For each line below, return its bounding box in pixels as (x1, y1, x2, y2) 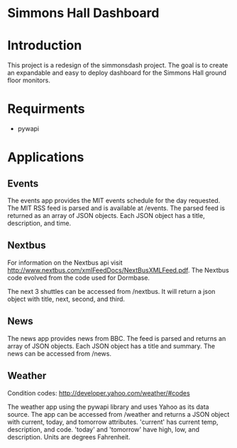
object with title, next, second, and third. (7, 295, 126, 303)
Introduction (7, 38, 82, 54)
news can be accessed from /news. (7, 349, 112, 358)
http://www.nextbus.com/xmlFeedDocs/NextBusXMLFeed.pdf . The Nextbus (7, 266, 229, 274)
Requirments (7, 101, 85, 117)
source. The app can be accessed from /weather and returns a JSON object (7, 410, 230, 418)
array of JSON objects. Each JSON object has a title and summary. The (7, 342, 215, 350)
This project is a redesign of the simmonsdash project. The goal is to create (7, 61, 228, 70)
